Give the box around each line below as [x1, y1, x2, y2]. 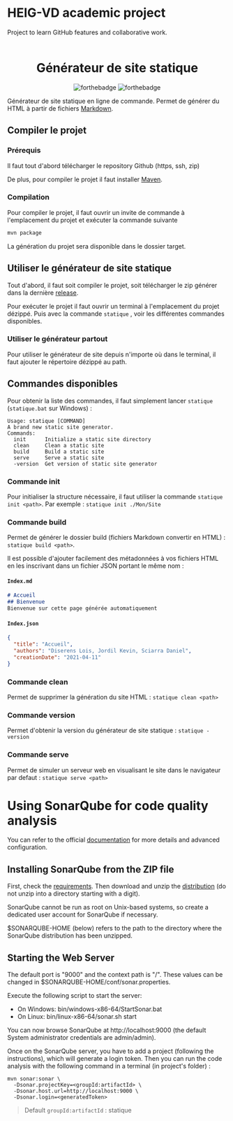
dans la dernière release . [7, 288, 79, 297]
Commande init [7, 476, 61, 486]
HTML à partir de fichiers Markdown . [7, 104, 114, 113]
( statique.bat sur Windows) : [7, 404, 92, 412]
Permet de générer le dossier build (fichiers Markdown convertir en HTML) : [7, 534, 226, 542]
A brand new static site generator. [7, 424, 114, 431]
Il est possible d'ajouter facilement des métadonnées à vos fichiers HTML [7, 555, 219, 563]
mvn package [7, 229, 42, 236]
